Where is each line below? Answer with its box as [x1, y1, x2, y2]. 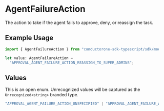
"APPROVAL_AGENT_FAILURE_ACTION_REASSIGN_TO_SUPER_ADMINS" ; [9, 60, 134, 65]
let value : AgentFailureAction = [5, 55, 73, 61]
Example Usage [5, 34, 54, 42]
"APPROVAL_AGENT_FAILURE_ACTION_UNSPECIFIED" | [5, 101, 104, 106]
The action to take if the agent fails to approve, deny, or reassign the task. [5, 20, 154, 25]
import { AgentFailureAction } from [5, 46, 80, 52]
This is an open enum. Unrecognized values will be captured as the [5, 87, 141, 92]
